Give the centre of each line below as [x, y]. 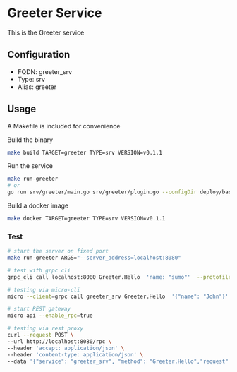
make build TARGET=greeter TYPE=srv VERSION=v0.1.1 [85, 152]
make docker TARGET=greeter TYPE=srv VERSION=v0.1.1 [86, 219]
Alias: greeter [37, 87]
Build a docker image [38, 205]
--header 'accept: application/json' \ [66, 348]
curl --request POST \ [41, 335]
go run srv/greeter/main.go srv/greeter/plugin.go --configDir [102, 192]
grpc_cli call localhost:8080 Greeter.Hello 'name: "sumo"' [99, 277]
